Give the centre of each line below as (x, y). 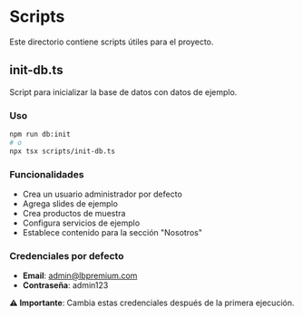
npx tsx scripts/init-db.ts (63, 151)
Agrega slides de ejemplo (70, 203)
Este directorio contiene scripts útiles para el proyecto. (112, 42)
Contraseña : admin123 (65, 285)
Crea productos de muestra (74, 213)
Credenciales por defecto (67, 255)
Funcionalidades (47, 174)
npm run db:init (40, 134)
